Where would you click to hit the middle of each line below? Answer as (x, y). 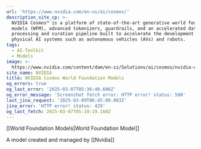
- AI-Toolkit (28, 51)
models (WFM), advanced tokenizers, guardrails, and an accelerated (99, 28)
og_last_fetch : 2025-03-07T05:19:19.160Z (59, 111)
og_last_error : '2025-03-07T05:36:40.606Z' (61, 89)
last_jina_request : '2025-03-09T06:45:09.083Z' (67, 100)
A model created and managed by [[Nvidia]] (60, 140)
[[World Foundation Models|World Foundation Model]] (73, 128)
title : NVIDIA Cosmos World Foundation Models (65, 78)
